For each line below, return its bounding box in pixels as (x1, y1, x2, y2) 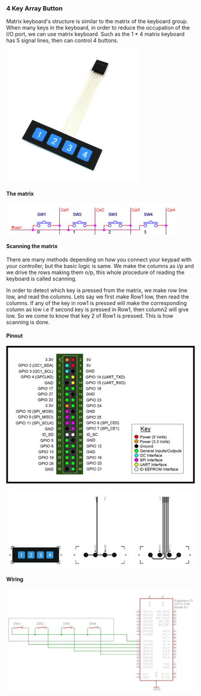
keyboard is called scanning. (6, 275, 77, 282)
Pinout (6, 332, 23, 339)
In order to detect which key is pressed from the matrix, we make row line (6, 287, 187, 294)
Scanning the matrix (6, 243, 58, 250)
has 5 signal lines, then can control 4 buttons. (6, 37, 118, 44)
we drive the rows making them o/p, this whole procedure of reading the (6, 269, 185, 276)
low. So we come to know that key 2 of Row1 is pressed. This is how (6, 312, 173, 319)
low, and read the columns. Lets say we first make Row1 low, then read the (6, 293, 190, 300)
